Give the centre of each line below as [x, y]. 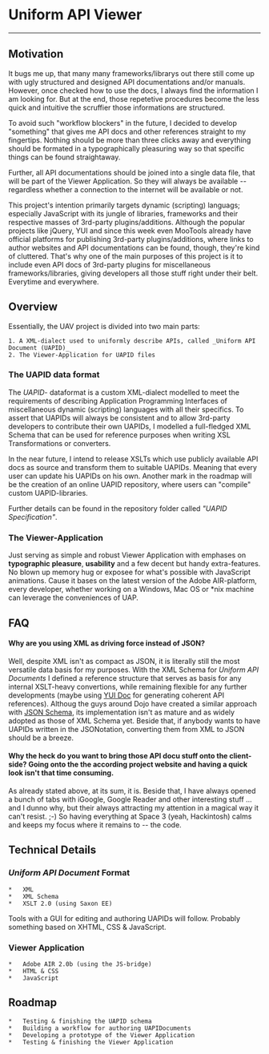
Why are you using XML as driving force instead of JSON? [107, 643]
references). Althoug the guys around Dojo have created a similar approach [133, 703]
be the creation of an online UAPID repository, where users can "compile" [130, 484]
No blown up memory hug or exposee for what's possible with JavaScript [129, 572]
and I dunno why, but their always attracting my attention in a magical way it [133, 807]
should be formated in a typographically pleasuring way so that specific [126, 148]
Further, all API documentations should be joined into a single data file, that [132, 172]
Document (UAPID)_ [39, 348]
